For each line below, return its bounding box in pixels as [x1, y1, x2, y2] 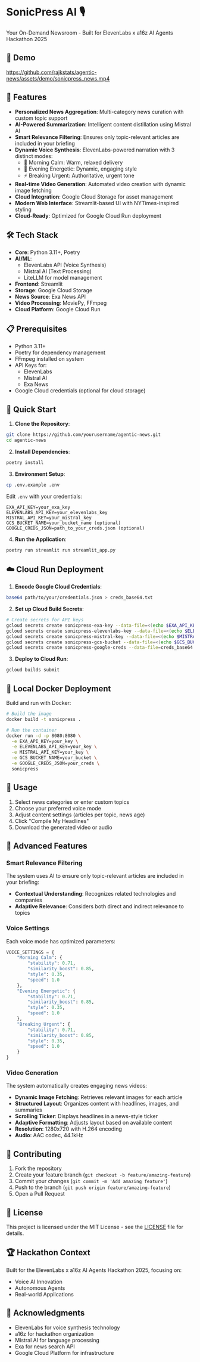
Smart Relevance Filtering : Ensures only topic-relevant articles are [14, 133, 180, 141]
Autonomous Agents [14, 1284, 65, 1292]
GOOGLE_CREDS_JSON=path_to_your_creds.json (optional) [6, 525, 145, 531]
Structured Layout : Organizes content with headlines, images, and [14, 1100, 179, 1107]
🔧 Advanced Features [6, 841, 87, 851]
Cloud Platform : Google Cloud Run [14, 306, 101, 313]
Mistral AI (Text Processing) [23, 268, 92, 275]
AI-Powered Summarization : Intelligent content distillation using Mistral [14, 120, 192, 128]
